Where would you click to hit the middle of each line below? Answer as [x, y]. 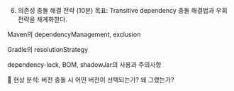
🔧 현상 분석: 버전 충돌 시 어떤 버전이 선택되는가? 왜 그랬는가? [91, 80]
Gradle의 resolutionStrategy [48, 49]
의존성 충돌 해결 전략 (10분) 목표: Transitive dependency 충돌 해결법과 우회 [123, 10]
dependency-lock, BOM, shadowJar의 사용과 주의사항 [84, 65]
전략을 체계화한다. [42, 19]
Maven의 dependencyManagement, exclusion [74, 34]
